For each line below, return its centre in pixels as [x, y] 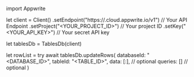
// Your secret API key [83, 32]
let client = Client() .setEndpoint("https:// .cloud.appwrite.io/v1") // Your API [97, 20]
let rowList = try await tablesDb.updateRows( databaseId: [76, 55]
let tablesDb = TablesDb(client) [44, 44]
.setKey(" [175, 26]
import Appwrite [26, 9]
